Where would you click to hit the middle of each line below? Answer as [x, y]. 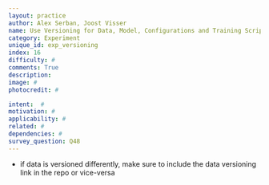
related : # [26, 127]
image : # [23, 82]
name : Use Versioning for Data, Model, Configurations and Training [125, 30]
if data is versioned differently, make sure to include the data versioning [138, 163]
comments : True [34, 68]
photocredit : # [34, 90]
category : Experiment [44, 38]
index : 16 [25, 53]
